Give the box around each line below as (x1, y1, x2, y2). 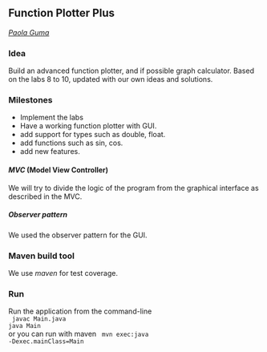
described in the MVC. (8, 192, 83, 201)
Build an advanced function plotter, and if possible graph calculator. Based (8, 66, 255, 75)
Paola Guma (8, 27, 50, 37)
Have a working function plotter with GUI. (19, 121, 157, 131)
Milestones (8, 95, 53, 106)
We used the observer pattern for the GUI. (8, 230, 148, 240)
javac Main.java (11, 315, 67, 323)
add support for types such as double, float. (19, 130, 166, 140)
